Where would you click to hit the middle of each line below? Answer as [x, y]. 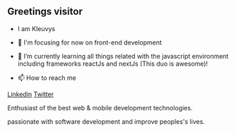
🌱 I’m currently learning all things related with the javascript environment [123, 56]
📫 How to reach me [47, 78]
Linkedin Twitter [31, 94]
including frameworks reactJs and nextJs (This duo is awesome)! [113, 64]
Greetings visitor [45, 12]
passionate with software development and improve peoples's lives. [106, 121]
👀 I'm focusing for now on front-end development [90, 42]
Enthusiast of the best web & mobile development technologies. [100, 108]
